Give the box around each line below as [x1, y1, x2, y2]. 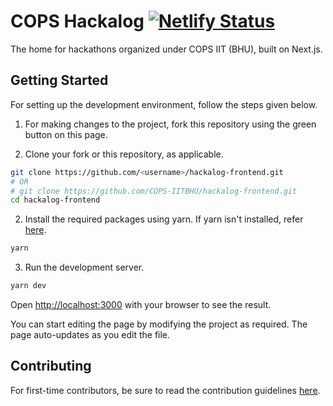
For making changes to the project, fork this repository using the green [24, 118, 317, 130]
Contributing [10, 358, 92, 375]
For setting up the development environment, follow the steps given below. [10, 98, 318, 110]
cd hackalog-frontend [10, 195, 101, 205]
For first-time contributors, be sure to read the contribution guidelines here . [10, 384, 321, 396]
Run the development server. [24, 261, 145, 274]
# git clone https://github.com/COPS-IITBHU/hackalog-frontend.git [10, 186, 298, 196]
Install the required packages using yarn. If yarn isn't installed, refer [24, 213, 304, 225]
